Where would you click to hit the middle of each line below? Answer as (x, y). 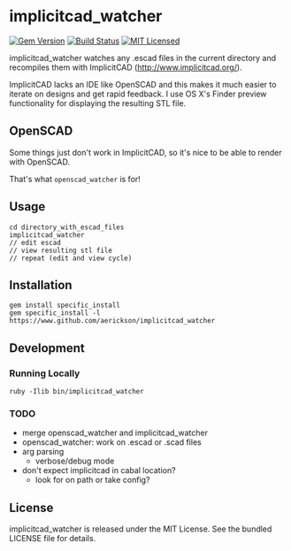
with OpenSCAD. (40, 162)
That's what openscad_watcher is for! (75, 179)
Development (47, 348)
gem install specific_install (65, 306)
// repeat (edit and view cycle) (71, 258)
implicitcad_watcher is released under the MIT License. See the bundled (141, 529)
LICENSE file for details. (53, 539)
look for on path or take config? (92, 480)
